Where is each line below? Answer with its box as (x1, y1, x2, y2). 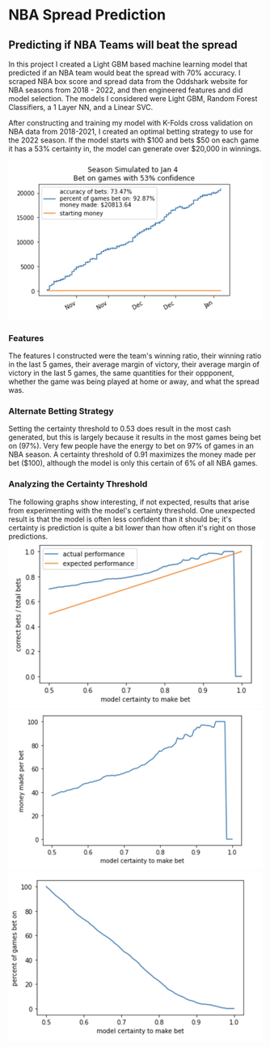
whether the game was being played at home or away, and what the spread (8, 377, 260, 386)
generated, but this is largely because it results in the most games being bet (8, 432, 261, 442)
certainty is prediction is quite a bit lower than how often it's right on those (8, 522, 256, 532)
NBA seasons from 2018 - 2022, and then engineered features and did (8, 85, 243, 95)
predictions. (8, 531, 49, 541)
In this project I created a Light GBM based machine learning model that (8, 59, 248, 69)
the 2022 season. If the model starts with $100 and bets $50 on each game (8, 135, 259, 145)
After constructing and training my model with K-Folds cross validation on (8, 118, 253, 127)
